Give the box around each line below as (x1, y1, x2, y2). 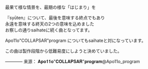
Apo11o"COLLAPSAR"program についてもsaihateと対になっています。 (5, 37, 146, 43)
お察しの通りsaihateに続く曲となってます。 (5, 27, 93, 33)
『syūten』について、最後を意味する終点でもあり (5, 15, 105, 21)
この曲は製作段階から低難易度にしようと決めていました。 (5, 48, 122, 54)
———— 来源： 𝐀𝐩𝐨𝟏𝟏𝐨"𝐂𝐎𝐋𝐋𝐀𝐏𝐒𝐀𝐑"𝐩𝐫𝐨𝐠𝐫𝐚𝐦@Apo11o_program (5, 59, 140, 64)
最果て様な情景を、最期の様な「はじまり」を (5, 4, 96, 10)
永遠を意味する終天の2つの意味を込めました (5, 21, 95, 27)
